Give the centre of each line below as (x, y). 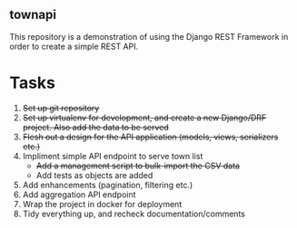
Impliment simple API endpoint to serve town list (113, 156)
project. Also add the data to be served (96, 127)
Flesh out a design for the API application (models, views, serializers (150, 137)
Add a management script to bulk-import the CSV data (138, 166)
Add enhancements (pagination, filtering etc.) (108, 185)
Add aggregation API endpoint (79, 195)
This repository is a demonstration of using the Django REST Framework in (149, 36)
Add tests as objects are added (94, 175)
